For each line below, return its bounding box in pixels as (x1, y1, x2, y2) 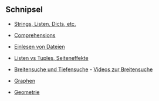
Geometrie (13, 88, 40, 96)
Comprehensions (13, 32, 56, 39)
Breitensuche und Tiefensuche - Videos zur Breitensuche (13, 66, 153, 73)
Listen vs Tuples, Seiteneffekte (13, 54, 89, 61)
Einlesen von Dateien (13, 43, 65, 50)
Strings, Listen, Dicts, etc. (13, 20, 76, 27)
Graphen (13, 77, 36, 84)
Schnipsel (5, 5, 43, 15)
